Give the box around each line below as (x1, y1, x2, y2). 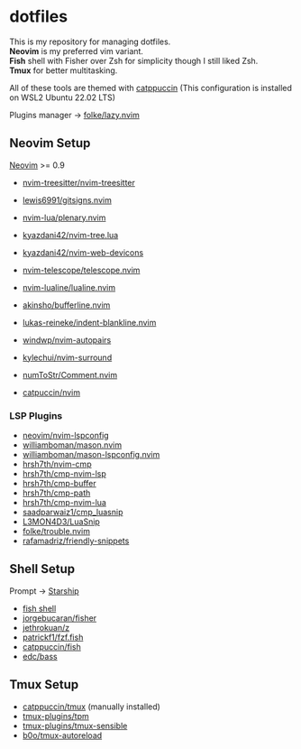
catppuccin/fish (22, 641, 81, 652)
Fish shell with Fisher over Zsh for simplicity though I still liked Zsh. (9, 55, 259, 66)
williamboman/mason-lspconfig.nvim (22, 449, 160, 460)
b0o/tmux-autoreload (22, 729, 103, 741)
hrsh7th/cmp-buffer (22, 478, 96, 489)
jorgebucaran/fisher (22, 612, 97, 624)
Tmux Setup (9, 677, 79, 692)
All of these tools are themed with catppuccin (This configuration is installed (9, 82, 293, 93)
